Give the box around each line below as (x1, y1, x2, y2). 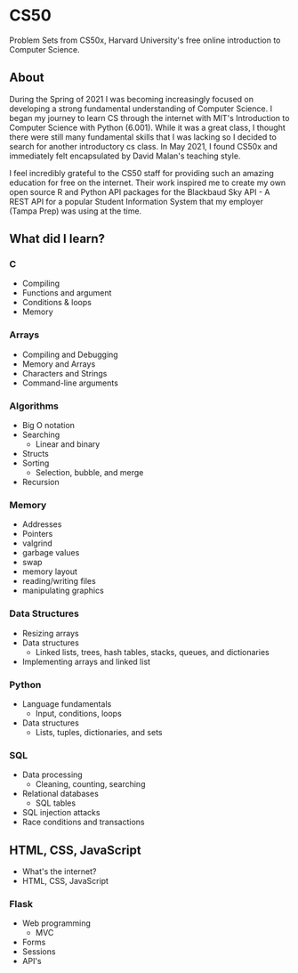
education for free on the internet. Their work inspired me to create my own (9, 177, 286, 188)
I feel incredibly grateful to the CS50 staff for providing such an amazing (9, 167, 274, 178)
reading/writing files (21, 576, 96, 587)
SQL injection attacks (21, 807, 101, 818)
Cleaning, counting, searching (35, 779, 146, 790)
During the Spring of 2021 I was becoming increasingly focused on (9, 93, 254, 104)
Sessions (21, 946, 56, 957)
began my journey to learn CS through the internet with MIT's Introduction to (9, 112, 290, 123)
